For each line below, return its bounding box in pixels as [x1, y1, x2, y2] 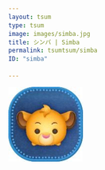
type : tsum [8, 21, 45, 30]
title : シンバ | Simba [8, 38, 80, 46]
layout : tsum [8, 13, 52, 21]
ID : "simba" [8, 55, 48, 63]
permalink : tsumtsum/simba [8, 46, 98, 55]
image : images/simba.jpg [8, 30, 91, 38]
